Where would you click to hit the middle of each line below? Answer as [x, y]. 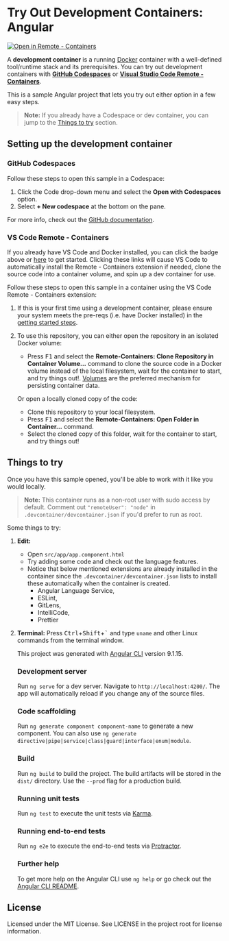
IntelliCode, [53, 612]
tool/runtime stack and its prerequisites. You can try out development [105, 66]
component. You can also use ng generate [77, 733]
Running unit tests [48, 798]
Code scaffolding [47, 711]
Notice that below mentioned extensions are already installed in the [122, 569]
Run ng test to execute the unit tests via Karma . [85, 813]
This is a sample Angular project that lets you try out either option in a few [111, 95]
